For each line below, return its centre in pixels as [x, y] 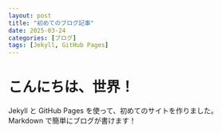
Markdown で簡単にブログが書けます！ [72, 121]
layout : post [30, 16]
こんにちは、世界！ [71, 87]
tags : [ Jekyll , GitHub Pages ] [59, 45]
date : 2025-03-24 [37, 30]
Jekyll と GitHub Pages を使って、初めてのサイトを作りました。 [113, 111]
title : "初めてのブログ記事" [51, 23]
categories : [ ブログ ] [42, 38]
